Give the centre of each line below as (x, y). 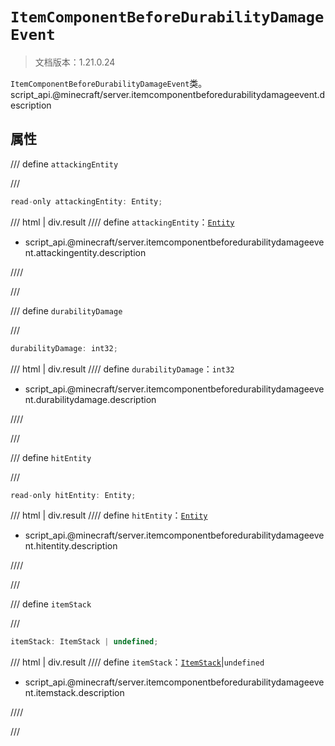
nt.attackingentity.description (85, 252)
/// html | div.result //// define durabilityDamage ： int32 (122, 369)
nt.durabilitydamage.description (90, 399)
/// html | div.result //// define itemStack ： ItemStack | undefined (137, 662)
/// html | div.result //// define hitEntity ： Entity (109, 515)
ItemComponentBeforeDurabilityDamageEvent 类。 (109, 83)
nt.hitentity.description (71, 546)
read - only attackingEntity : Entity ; (86, 201)
